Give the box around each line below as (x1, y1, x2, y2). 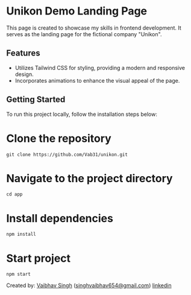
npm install (6, 231, 36, 238)
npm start (6, 271, 31, 278)
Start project (6, 252, 71, 265)
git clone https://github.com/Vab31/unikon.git (6, 151, 128, 157)
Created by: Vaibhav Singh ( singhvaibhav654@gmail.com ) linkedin (6, 282, 172, 289)
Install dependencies (6, 211, 113, 225)
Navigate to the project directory (6, 171, 173, 185)
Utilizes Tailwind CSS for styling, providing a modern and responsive (14, 64, 186, 71)
